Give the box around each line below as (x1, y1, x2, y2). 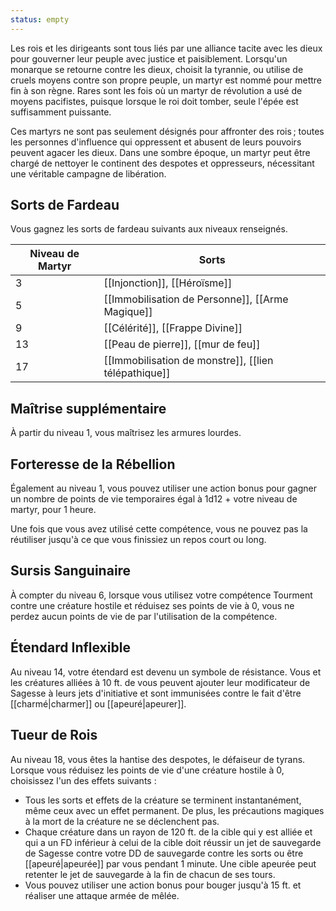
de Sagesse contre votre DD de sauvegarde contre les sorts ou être (24, 847, 304, 859)
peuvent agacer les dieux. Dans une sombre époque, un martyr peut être (10, 146, 311, 158)
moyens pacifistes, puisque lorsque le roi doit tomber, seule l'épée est (10, 95, 299, 107)
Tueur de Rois (10, 727, 98, 744)
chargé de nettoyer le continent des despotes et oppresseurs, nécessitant (10, 157, 315, 169)
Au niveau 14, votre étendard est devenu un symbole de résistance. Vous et (10, 666, 322, 678)
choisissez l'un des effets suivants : (10, 774, 157, 786)
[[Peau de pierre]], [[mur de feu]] (103, 337, 261, 351)
